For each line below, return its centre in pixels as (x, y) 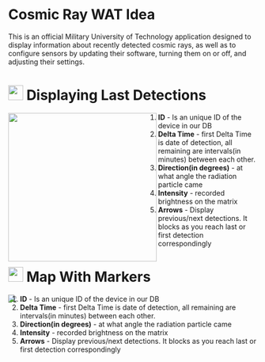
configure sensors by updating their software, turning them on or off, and (127, 53)
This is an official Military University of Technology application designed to (130, 36)
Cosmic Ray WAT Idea (82, 15)
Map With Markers (89, 277)
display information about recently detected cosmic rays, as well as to (122, 44)
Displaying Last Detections (117, 95)
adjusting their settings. (47, 62)
